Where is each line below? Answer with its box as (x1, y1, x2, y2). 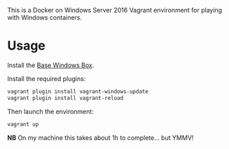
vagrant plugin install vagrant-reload (7, 94, 124, 101)
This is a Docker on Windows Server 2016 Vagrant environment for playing (7, 6, 223, 14)
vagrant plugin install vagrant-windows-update (7, 87, 149, 95)
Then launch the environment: (7, 107, 95, 115)
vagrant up (7, 120, 39, 128)
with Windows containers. (7, 13, 83, 22)
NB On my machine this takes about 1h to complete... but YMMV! (7, 133, 194, 142)
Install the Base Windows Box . (7, 61, 95, 69)
